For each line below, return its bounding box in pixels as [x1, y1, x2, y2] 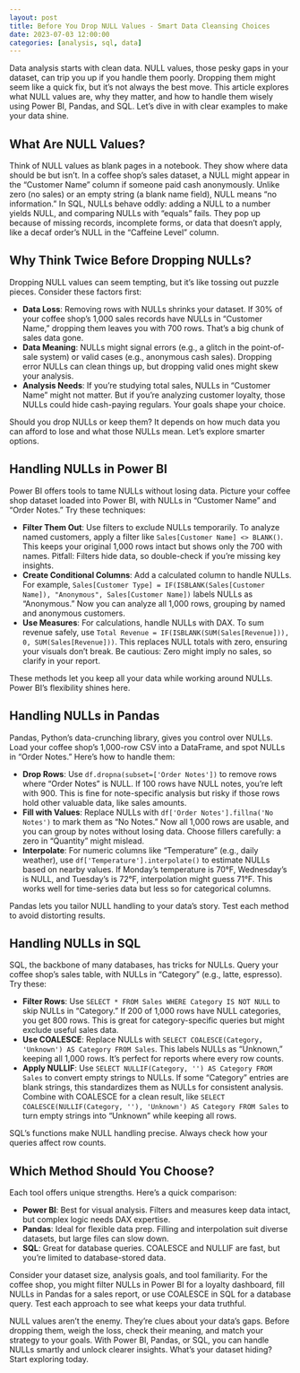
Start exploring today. [9, 1354, 90, 1365]
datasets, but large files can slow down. [21, 1233, 169, 1244]
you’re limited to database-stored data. [21, 1253, 167, 1264]
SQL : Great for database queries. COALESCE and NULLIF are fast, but [21, 1243, 280, 1254]
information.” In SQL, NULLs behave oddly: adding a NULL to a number [9, 198, 271, 209]
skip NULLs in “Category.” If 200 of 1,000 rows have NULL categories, [21, 1006, 282, 1017]
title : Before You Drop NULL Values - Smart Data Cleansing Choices [9, 22, 270, 31]
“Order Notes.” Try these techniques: [9, 504, 146, 515]
